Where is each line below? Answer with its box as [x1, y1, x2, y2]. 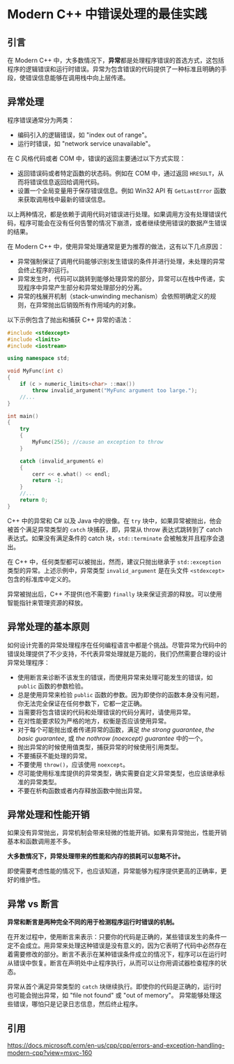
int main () [7, 412, 39, 419]
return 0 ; [19, 497, 49, 504]
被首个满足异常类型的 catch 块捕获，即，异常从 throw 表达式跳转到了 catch [7, 525, 223, 534]
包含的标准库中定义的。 [7, 575, 75, 583]
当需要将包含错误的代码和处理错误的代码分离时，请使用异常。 [17, 707, 195, 716]
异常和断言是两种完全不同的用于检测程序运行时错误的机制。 [7, 918, 178, 927]
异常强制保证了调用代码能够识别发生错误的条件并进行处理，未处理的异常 [17, 257, 225, 265]
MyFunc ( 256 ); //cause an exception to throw [32, 439, 164, 446]
